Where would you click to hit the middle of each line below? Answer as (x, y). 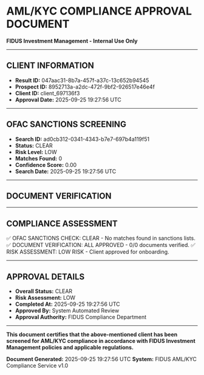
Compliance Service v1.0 (37, 366)
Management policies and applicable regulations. (70, 347)
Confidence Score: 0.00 (46, 164)
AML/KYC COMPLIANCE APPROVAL (99, 11)
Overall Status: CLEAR (44, 291)
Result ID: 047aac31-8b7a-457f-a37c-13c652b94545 (82, 80)
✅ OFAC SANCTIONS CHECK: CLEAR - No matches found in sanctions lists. (101, 238)
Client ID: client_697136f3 (47, 93)
